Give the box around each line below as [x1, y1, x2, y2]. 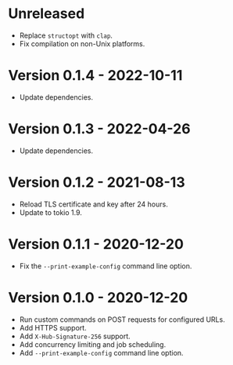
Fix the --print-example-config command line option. [19, 261, 192, 271]
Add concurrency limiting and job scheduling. [19, 339, 167, 349]
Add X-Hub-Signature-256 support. [19, 331, 131, 341]
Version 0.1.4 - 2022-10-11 [8, 67, 183, 85]
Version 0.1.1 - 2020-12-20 [8, 235, 184, 253]
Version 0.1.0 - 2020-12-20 [8, 288, 188, 306]
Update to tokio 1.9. [19, 207, 82, 217]
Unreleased [8, 5, 85, 23]
